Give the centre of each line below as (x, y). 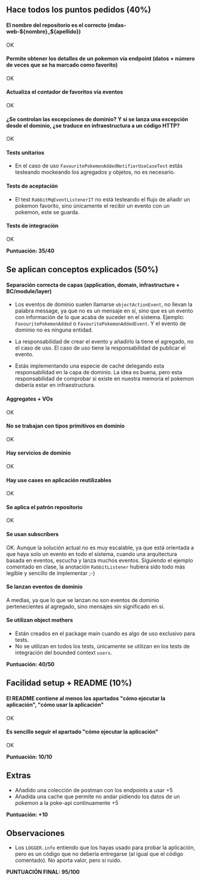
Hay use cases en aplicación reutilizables (59, 480)
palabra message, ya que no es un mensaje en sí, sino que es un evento (104, 311)
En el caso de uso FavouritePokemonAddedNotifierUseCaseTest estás (99, 166)
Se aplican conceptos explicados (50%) (82, 270)
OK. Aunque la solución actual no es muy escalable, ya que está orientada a (100, 548)
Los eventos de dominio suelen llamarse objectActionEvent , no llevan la (104, 305)
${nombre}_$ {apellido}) (50, 31)
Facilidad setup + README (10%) (69, 683)
